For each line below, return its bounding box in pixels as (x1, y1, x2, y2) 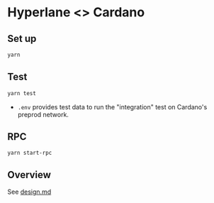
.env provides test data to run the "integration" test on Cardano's (17, 102, 208, 111)
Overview (7, 168, 52, 181)
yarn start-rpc (7, 150, 52, 157)
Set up (7, 33, 37, 45)
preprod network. (17, 110, 69, 119)
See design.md (7, 187, 52, 196)
